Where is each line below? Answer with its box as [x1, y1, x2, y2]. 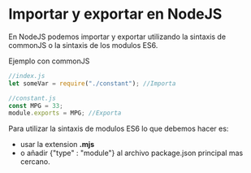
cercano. [19, 157, 50, 167]
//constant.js [8, 94, 57, 102]
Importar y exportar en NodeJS [8, 5, 223, 24]
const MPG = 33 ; [8, 102, 63, 110]
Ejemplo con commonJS [8, 56, 90, 66]
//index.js [8, 71, 45, 80]
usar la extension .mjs [19, 140, 95, 149]
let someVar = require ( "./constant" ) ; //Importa [8, 79, 176, 88]
